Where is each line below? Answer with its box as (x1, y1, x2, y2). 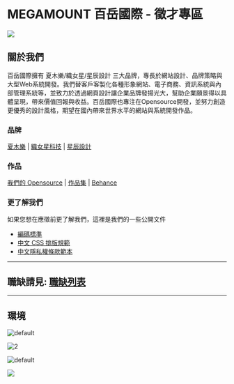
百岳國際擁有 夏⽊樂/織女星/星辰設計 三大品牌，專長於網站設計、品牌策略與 (7, 71, 223, 79)
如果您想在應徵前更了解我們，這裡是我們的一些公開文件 (7, 215, 166, 223)
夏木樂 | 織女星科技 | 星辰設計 (7, 142, 92, 151)
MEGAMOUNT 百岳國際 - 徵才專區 (7, 6, 203, 22)
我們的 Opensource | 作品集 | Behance (7, 178, 117, 187)
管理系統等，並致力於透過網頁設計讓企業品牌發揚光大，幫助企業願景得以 (13, 89, 221, 97)
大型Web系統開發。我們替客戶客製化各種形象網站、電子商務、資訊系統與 (7, 79, 216, 88)
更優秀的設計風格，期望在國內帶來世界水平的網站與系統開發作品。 (7, 106, 196, 114)
